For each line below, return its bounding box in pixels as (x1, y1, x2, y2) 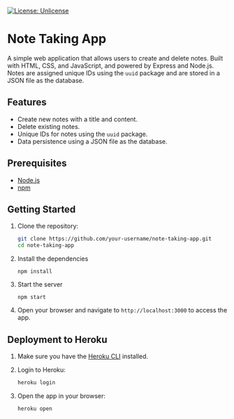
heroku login (17, 379, 56, 386)
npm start (17, 294, 47, 301)
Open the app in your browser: (17, 391, 106, 400)
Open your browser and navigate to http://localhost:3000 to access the (17, 306, 228, 314)
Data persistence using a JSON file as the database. (17, 137, 168, 146)
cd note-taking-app (17, 242, 75, 249)
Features (7, 96, 47, 108)
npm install (17, 268, 52, 275)
